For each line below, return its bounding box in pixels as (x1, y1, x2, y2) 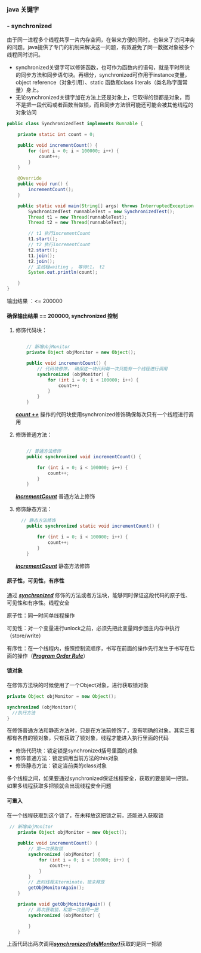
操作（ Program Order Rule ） (17, 652, 89, 659)
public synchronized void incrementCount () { (26, 453, 142, 459)
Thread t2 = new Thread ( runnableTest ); (28, 220, 128, 226)
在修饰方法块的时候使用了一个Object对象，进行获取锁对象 (7, 681, 149, 688)
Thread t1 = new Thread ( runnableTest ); (28, 214, 128, 220)
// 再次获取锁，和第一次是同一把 (28, 906, 99, 913)
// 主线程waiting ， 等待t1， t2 (28, 264, 105, 270)
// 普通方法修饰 (26, 448, 61, 455)
